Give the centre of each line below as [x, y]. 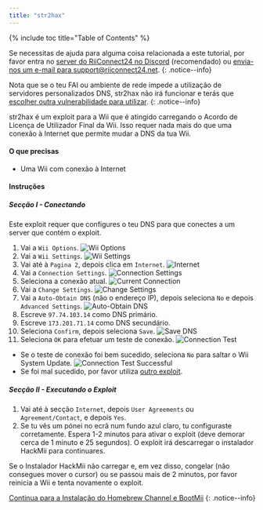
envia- [243, 61]
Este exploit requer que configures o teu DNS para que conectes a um [122, 224]
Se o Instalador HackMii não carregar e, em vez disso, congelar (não [119, 466]
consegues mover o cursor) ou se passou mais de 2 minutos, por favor [123, 475]
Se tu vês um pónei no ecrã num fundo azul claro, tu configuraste [126, 426]
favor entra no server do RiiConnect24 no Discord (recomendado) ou [120, 61]
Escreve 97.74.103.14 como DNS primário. [89, 315]
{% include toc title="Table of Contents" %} [79, 38]
